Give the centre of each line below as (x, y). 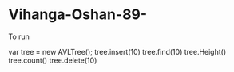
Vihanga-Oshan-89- (78, 15)
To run (19, 36)
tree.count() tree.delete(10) (53, 60)
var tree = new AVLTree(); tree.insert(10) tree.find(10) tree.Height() (117, 51)
